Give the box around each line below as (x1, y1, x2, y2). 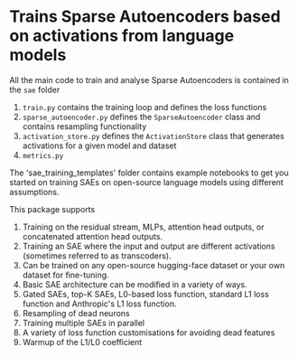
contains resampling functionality (22, 120, 147, 132)
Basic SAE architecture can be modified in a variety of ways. (22, 278, 248, 290)
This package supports (9, 203, 96, 214)
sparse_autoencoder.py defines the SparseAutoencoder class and (22, 111, 261, 122)
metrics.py (22, 151, 64, 160)
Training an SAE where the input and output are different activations (22, 240, 275, 251)
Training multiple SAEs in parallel (22, 317, 145, 328)
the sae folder (9, 84, 61, 95)
